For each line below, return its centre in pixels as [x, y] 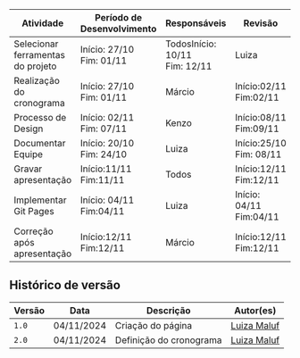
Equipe [28, 154]
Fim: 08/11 [258, 154]
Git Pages [34, 211]
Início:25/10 [261, 143]
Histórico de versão [65, 285]
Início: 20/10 [107, 143]
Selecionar [36, 44]
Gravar [28, 169]
